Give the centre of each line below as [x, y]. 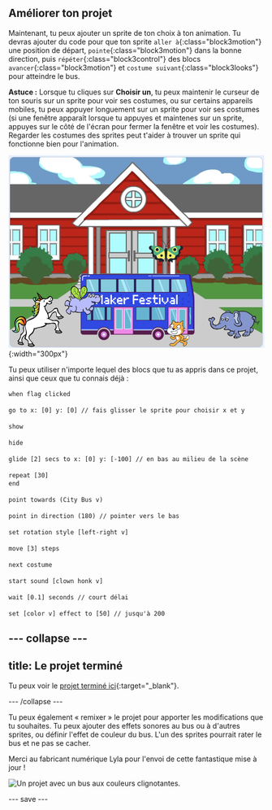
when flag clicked [39, 394]
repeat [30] [28, 475]
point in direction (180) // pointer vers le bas [94, 516]
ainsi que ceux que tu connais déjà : [69, 378]
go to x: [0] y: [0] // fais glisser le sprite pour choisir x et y [127, 410]
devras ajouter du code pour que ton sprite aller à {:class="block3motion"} [135, 41]
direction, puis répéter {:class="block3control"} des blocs [105, 59]
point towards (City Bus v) [56, 499]
